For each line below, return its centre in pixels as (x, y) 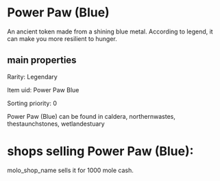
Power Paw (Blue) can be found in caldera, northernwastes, (91, 116)
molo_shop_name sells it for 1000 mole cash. (70, 170)
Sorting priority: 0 (32, 103)
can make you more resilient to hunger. (62, 38)
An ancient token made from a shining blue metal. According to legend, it (110, 31)
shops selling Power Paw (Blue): (100, 151)
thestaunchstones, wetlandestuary (56, 124)
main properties (42, 60)
